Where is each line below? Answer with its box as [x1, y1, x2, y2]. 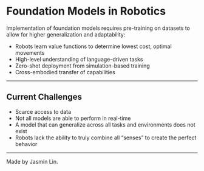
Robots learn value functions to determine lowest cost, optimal [15, 43, 172, 50]
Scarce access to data [15, 108, 72, 115]
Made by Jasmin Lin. [6, 158, 59, 165]
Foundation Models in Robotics [6, 4, 166, 18]
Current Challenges [6, 92, 82, 102]
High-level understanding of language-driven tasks [15, 55, 144, 63]
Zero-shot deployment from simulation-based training [15, 62, 150, 69]
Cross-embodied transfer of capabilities [15, 68, 115, 75]
